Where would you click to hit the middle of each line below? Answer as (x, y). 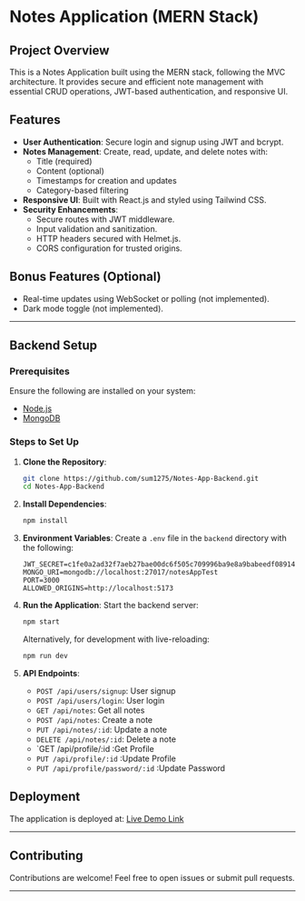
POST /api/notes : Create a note (94, 719)
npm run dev (45, 656)
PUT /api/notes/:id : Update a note (102, 729)
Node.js (37, 409)
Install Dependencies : (64, 504)
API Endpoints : (51, 673)
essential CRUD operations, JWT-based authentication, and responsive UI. (149, 91)
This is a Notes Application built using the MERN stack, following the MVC (148, 72)
